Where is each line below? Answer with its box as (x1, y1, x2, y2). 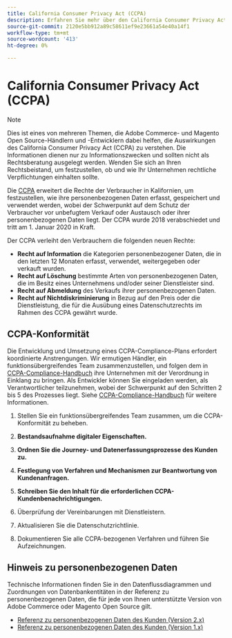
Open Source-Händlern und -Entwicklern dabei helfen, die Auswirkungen (7, 136, 216, 144)
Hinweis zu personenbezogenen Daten (7, 562, 178, 574)
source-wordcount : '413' (7, 36, 79, 43)
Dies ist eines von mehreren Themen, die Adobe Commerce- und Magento (7, 128, 220, 137)
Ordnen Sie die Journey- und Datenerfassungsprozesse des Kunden (17, 445, 218, 454)
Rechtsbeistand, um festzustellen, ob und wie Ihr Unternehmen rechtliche (7, 165, 217, 173)
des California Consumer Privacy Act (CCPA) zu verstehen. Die (7, 143, 186, 152)
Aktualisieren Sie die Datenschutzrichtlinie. (17, 521, 139, 529)
